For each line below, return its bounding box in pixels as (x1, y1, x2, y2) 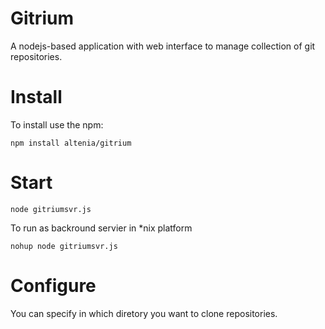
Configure (10, 275, 97, 297)
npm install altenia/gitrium (10, 138, 132, 148)
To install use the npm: (10, 118, 104, 131)
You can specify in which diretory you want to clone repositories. (10, 307, 278, 319)
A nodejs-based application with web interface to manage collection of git (10, 40, 316, 52)
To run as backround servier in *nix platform (10, 222, 193, 234)
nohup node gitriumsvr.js (10, 241, 118, 251)
